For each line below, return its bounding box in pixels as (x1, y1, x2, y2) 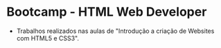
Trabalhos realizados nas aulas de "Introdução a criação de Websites (16, 27, 215, 35)
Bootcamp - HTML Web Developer (6, 4, 207, 20)
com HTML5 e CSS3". (16, 34, 79, 42)
